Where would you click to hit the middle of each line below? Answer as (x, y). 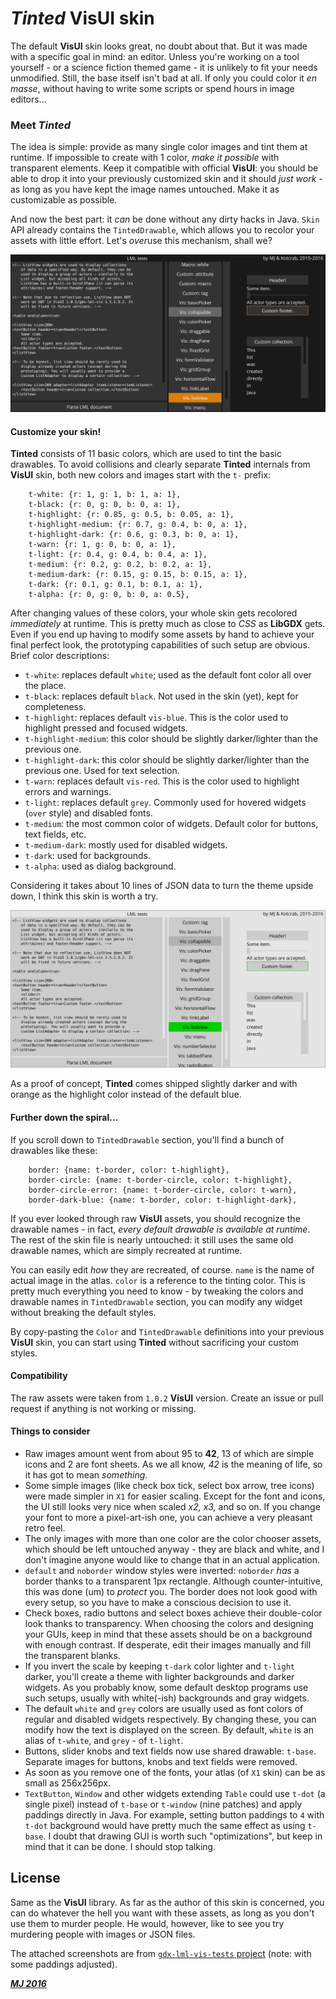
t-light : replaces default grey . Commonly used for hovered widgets (165, 803)
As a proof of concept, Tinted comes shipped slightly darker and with (154, 1084)
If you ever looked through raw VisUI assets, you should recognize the (155, 1218)
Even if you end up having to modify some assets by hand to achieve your (162, 634)
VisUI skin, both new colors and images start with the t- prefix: (141, 475)
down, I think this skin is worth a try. (84, 896)
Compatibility (39, 1376)
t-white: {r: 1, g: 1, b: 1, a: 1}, (105, 495)
